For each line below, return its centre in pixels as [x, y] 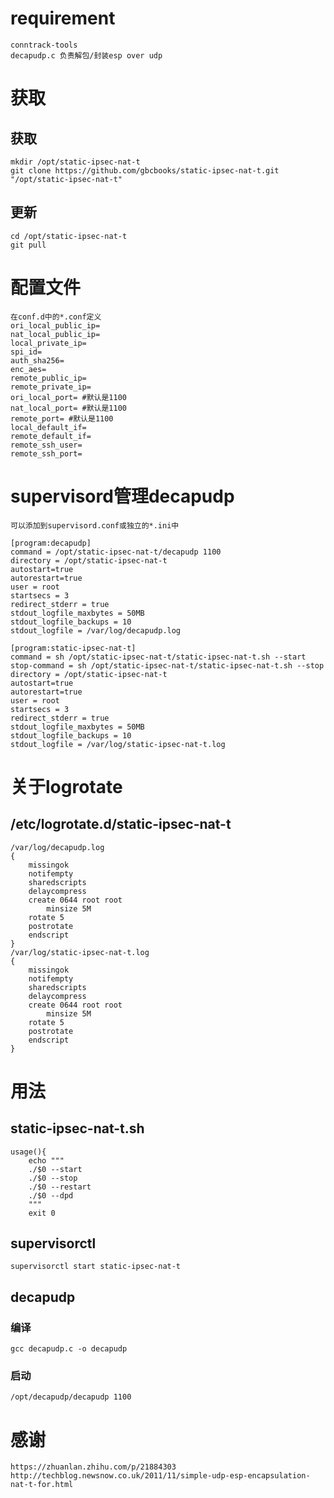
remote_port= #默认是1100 [62, 418]
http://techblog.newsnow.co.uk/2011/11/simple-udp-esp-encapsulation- [160, 1476]
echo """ [46, 1160]
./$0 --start [55, 1169]
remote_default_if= [51, 436]
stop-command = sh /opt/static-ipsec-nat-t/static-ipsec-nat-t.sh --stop [167, 665]
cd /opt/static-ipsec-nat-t [69, 236]
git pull [28, 245]
